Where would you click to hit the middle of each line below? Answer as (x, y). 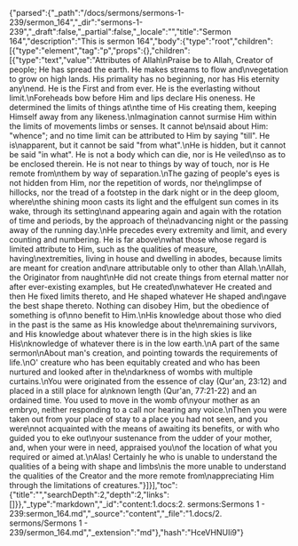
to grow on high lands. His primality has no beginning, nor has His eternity (145, 79)
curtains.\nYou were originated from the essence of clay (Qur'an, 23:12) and (148, 381)
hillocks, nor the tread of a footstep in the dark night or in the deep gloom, (144, 192)
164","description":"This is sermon (72, 41)
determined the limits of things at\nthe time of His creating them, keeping (143, 107)
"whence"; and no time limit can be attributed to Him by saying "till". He (140, 136)
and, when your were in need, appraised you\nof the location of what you (143, 447)
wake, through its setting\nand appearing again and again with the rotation (145, 211)
